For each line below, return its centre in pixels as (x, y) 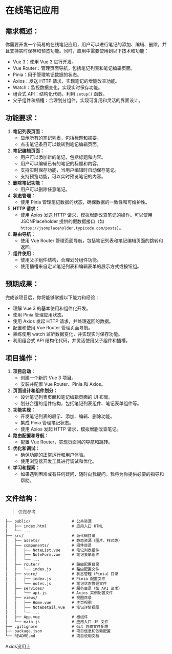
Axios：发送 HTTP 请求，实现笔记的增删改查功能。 (66, 81)
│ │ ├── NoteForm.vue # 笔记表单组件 (52, 555)
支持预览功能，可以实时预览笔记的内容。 (63, 176)
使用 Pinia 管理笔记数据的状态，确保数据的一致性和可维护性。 (85, 202)
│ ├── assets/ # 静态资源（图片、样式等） (64, 540)
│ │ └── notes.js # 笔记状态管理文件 (56, 584)
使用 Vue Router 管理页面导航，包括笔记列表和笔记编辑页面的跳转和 (92, 240)
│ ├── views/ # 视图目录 (49, 598)
